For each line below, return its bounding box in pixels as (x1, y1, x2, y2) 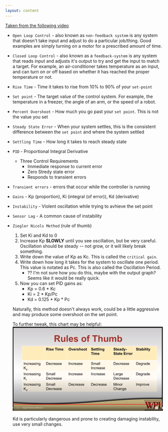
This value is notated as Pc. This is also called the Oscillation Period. (19, 264, 161, 270)
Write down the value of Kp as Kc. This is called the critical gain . (19, 253, 157, 259)
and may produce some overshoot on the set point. (12, 311, 118, 317)
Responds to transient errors (27, 174, 86, 180)
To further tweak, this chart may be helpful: (12, 321, 102, 327)
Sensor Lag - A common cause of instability (12, 213, 102, 219)
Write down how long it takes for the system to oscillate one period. (19, 259, 159, 265)
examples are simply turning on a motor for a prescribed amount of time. (12, 43, 162, 49)
